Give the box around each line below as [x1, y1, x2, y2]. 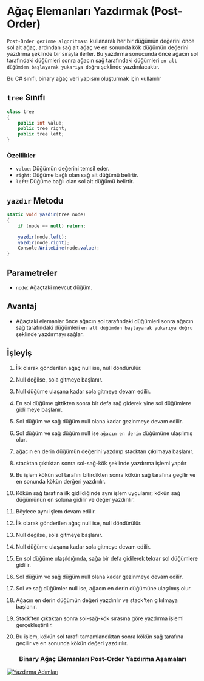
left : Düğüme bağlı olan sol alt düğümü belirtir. [15, 178, 134, 185]
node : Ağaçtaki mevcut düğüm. [15, 284, 93, 291]
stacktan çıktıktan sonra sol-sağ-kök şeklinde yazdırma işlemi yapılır [15, 459, 187, 467]
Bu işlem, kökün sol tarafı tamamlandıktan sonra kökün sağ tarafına [15, 633, 184, 640]
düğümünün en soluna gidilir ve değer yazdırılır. [15, 496, 135, 503]
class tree [7, 108, 35, 115]
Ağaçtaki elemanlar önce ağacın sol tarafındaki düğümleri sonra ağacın [15, 317, 194, 324]
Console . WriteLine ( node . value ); [18, 245, 100, 252]
